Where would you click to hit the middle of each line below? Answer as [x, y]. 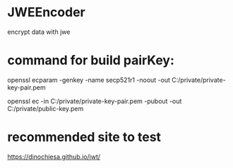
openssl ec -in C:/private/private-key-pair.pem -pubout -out [95, 101]
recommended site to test [84, 137]
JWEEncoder [47, 12]
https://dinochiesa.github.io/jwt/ [54, 157]
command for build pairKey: [91, 60]
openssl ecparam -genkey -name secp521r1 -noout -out [89, 80]
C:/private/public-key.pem [46, 108]
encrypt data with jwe [39, 32]
